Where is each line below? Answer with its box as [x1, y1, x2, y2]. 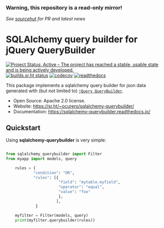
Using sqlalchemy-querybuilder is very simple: [6, 137, 106, 143]
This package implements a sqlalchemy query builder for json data [6, 82, 146, 89]
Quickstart [6, 123, 41, 132]
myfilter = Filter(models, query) [15, 213, 88, 218]
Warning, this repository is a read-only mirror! [6, 4, 123, 11]
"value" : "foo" [58, 189, 91, 195]
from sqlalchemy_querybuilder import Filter [6, 152, 102, 157]
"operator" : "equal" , [58, 184, 104, 190]
